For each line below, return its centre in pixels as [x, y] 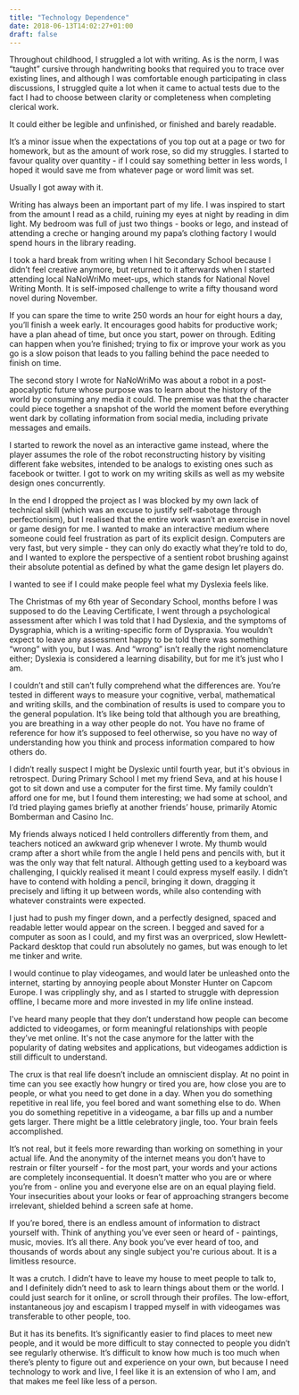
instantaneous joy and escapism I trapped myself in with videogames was [145, 1307]
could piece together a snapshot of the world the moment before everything [149, 409]
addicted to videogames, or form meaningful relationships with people [138, 1028]
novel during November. [54, 298]
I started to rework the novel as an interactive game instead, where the [139, 445]
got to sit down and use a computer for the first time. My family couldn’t [141, 789]
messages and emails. [50, 428]
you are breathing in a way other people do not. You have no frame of [137, 723]
